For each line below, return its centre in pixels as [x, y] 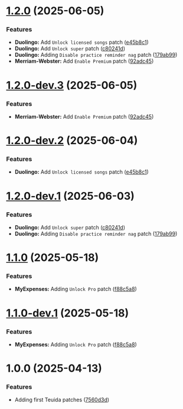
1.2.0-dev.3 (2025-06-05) [72, 85]
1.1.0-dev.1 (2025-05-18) [68, 313]
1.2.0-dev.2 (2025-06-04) [72, 141]
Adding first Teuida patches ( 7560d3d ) [62, 400]
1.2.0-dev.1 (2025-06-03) [70, 196]
